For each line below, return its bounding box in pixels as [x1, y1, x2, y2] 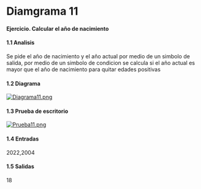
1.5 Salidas [6, 163, 35, 170]
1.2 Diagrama [6, 80, 41, 87]
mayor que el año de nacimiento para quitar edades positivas [6, 66, 161, 73]
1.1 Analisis [6, 39, 35, 47]
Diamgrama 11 [6, 4, 78, 18]
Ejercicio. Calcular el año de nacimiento [6, 25, 109, 32]
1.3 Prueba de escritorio [6, 107, 69, 115]
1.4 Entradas [6, 135, 39, 142]
